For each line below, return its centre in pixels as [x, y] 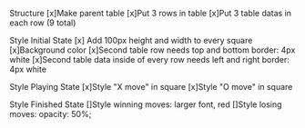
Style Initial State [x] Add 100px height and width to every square [131, 40]
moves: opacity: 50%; [51, 114]
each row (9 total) [43, 23]
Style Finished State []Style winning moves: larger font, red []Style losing [146, 104]
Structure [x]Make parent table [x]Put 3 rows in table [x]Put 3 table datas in [151, 13]
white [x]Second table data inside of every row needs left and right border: [149, 59]
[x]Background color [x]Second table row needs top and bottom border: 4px [152, 50]
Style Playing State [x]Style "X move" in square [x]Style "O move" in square [151, 87]
